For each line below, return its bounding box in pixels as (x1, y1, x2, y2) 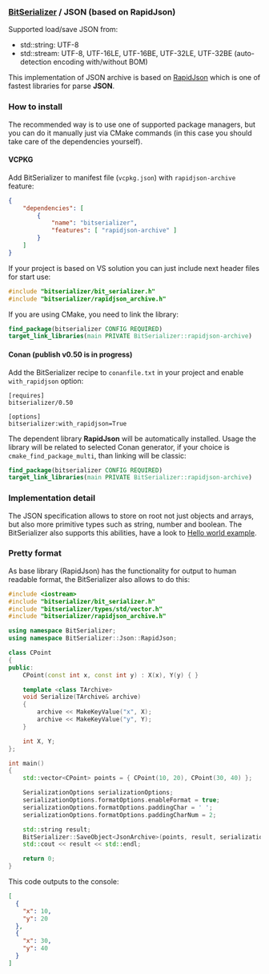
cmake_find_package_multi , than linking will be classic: (8, 451, 187, 460)
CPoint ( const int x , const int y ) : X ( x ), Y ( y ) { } (22, 671, 199, 679)
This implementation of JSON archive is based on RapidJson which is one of (8, 73, 261, 83)
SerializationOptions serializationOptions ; (22, 789, 174, 797)
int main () (8, 759, 45, 767)
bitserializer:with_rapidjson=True (8, 419, 127, 427)
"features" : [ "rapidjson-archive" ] (50, 227, 178, 235)
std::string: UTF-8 (19, 40, 79, 50)
